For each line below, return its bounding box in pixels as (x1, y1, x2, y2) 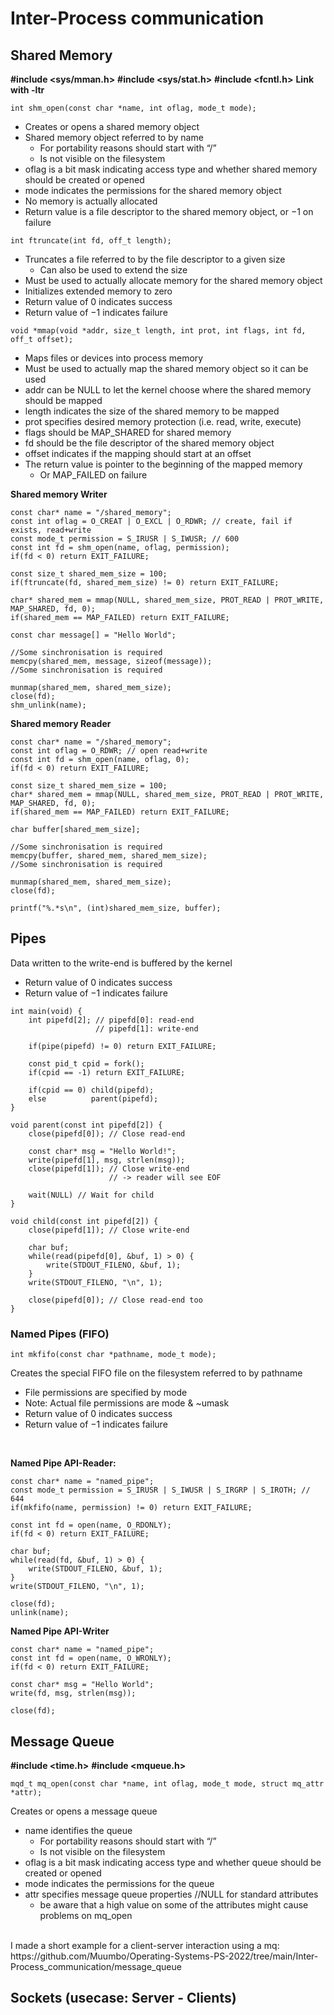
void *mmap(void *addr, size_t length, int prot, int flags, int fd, (10, 326, 307, 336)
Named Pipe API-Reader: (10, 1457, 117, 1469)
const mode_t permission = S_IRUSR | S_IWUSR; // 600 (10, 534, 240, 544)
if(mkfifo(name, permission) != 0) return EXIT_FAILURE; (10, 1503, 253, 1513)
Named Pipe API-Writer (10, 1625, 110, 1637)
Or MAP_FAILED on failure (39, 469, 148, 481)
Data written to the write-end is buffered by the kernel (10, 957, 233, 969)
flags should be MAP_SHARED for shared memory (24, 427, 232, 438)
